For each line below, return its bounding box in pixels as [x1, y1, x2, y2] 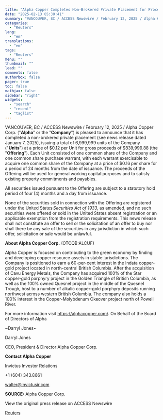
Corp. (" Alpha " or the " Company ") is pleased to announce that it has [5, 129, 143, 135]
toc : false [5, 84, 27, 89]
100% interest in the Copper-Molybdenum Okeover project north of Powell [5, 296, 154, 302]
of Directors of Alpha [5, 316, 47, 321]
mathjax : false [5, 88, 36, 93]
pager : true [5, 79, 29, 84]
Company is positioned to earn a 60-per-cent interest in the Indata [5, 260, 138, 266]
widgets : [5, 98, 23, 102]
